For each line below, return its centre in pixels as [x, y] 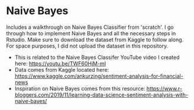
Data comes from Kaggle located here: [62, 69]
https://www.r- [164, 88]
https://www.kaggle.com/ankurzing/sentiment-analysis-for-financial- [99, 76]
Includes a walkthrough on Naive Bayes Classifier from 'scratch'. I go [90, 27]
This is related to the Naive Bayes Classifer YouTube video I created [97, 57]
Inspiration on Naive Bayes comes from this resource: [80, 88]
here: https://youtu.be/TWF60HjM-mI [60, 64]
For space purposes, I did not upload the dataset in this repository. [87, 46]
